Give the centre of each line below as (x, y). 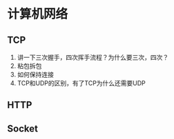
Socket (22, 128)
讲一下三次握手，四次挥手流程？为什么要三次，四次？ (93, 57)
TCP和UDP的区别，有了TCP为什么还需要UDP (81, 83)
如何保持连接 (35, 74)
